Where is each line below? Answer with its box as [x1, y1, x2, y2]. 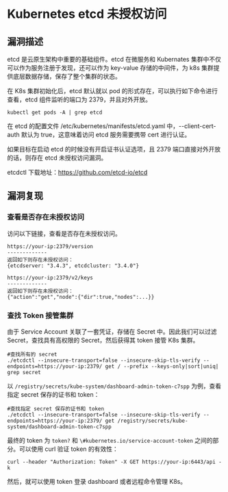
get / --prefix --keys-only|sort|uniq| [105, 362, 219, 370]
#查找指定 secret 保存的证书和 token [7, 405, 105, 412]
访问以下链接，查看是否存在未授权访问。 [7, 229, 121, 237]
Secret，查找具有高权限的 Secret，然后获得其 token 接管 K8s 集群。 [7, 336, 199, 344]
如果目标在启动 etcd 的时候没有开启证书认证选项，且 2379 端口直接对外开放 [7, 145, 221, 153]
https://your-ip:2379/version [7, 243, 94, 250]
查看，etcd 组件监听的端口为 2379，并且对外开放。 [7, 95, 152, 103]
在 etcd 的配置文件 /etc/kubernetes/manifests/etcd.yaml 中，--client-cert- [7, 122, 217, 130]
